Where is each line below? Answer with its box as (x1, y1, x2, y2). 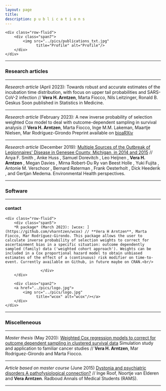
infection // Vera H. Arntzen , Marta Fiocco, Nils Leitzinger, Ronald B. (19, 94, 158, 100)
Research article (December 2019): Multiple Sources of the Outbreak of (5, 144, 151, 150)
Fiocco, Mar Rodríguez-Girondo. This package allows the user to (5, 234, 142, 239)
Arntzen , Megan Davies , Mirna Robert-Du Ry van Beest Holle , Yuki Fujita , (5, 160, 160, 166)
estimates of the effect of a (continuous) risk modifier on (5, 255, 134, 261)
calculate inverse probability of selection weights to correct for (5, 238, 149, 243)
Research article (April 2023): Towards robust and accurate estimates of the (5, 84, 161, 90)
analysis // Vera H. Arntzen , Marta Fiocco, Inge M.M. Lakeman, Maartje (5, 125, 151, 130)
